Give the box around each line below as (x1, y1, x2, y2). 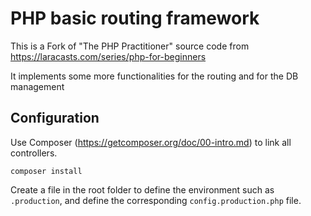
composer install (10, 166, 83, 176)
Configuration (10, 110, 100, 127)
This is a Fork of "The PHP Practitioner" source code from (10, 40, 250, 52)
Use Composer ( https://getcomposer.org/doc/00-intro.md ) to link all (10, 136, 292, 148)
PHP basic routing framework (10, 7, 260, 30)
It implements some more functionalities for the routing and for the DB (10, 70, 299, 82)
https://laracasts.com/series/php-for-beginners (10, 50, 207, 62)
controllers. (10, 147, 58, 159)
